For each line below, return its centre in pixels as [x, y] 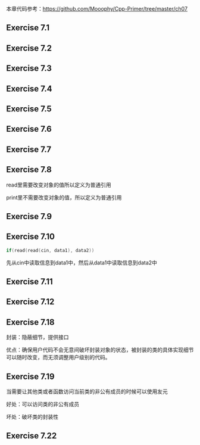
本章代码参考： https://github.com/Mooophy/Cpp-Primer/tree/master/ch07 [97, 9]
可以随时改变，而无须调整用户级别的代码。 [58, 357]
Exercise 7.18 [30, 322]
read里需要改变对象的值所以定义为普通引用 [59, 185]
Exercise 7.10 [31, 237]
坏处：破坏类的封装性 [32, 417]
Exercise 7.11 [30, 282]
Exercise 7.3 [29, 68]
